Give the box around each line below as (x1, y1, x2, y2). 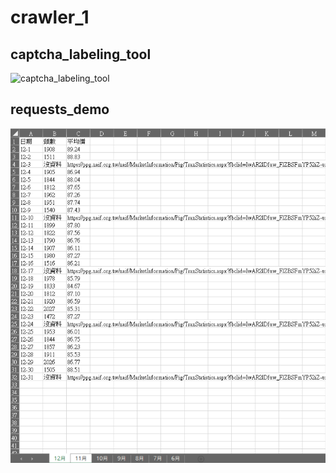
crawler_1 (10, 6, 90, 29)
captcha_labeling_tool (10, 46, 152, 63)
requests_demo (10, 101, 110, 118)
